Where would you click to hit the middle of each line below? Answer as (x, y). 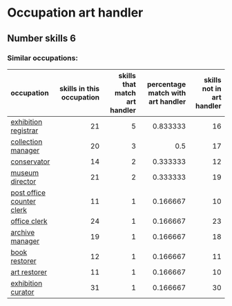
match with (167, 93)
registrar (25, 131)
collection (27, 142)
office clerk (29, 221)
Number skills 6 (41, 38)
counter (23, 201)
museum (25, 173)
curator (22, 291)
